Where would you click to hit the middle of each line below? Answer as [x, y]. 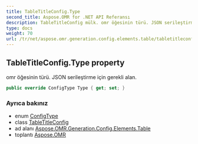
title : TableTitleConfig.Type [43, 12]
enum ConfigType [36, 116]
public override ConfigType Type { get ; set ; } [66, 88]
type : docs [19, 28]
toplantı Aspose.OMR [40, 135]
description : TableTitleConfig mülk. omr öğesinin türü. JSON [84, 22]
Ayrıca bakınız [27, 103]
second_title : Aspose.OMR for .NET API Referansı [68, 17]
